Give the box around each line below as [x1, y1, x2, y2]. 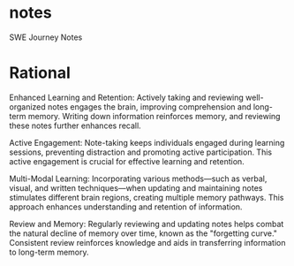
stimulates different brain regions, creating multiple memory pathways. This [9, 192, 284, 202]
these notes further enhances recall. [9, 120, 141, 131]
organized [9, 101, 46, 112]
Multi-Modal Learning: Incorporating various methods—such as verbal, [9, 173, 268, 184]
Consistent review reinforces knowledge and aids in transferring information [9, 237, 286, 247]
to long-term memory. [9, 247, 90, 257]
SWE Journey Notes [9, 32, 83, 42]
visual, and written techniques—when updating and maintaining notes [9, 182, 263, 193]
